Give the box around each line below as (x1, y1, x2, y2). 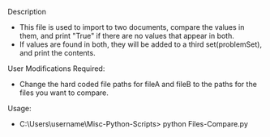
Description (7, 7, 46, 16)
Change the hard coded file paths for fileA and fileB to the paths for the (19, 80, 257, 89)
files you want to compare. (19, 88, 109, 98)
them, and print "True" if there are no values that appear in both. (19, 31, 234, 40)
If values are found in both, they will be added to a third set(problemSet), (19, 39, 263, 49)
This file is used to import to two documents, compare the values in (19, 23, 245, 31)
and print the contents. (19, 48, 96, 57)
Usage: (7, 104, 32, 113)
